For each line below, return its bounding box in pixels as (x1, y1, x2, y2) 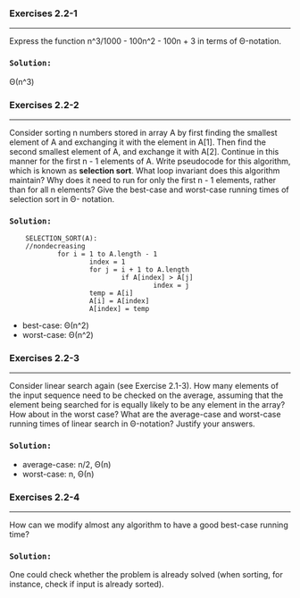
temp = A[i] (88, 289, 134, 298)
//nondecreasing (25, 242, 87, 251)
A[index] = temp (88, 305, 150, 314)
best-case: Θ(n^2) (21, 320, 89, 331)
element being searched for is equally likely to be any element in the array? (9, 400, 286, 410)
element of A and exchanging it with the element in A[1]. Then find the (9, 137, 266, 147)
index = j (153, 281, 190, 291)
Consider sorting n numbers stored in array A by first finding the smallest (9, 127, 279, 138)
